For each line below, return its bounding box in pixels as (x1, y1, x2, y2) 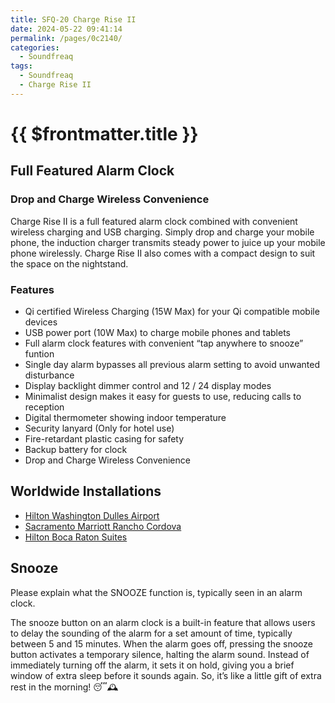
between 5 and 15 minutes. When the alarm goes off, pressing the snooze (10, 637, 313, 650)
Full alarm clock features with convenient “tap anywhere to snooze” (24, 337, 304, 349)
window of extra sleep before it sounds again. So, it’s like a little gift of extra (10, 669, 322, 681)
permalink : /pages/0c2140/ (10, 33, 123, 43)
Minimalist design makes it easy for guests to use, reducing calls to (24, 390, 302, 402)
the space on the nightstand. (10, 257, 129, 270)
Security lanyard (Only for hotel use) (24, 422, 175, 434)
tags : (10, 61, 33, 71)
